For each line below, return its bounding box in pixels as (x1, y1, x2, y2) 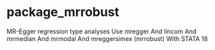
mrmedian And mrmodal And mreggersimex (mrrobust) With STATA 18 (6, 34, 208, 42)
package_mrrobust (6, 4, 119, 20)
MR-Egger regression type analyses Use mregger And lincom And (6, 27, 197, 35)
